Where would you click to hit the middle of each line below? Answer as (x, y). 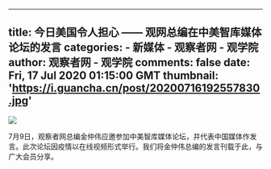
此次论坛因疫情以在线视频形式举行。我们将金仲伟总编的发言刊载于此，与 (142, 146)
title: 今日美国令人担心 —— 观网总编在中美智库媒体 (135, 33)
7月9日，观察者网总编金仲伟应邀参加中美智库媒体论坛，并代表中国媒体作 (129, 136)
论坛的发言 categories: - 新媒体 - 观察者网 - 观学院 (133, 48)
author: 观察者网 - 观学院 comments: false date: (129, 62)
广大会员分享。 (33, 156)
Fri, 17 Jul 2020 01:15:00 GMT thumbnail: (114, 76)
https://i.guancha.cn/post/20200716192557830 (136, 88)
